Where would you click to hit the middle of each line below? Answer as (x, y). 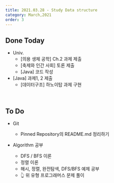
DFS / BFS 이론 (36, 156)
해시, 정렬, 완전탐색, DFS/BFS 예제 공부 (60, 169)
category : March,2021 (28, 15)
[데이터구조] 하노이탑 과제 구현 (51, 85)
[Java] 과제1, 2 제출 (33, 78)
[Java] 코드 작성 (37, 72)
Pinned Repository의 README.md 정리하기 (65, 134)
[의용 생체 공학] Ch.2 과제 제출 (51, 59)
